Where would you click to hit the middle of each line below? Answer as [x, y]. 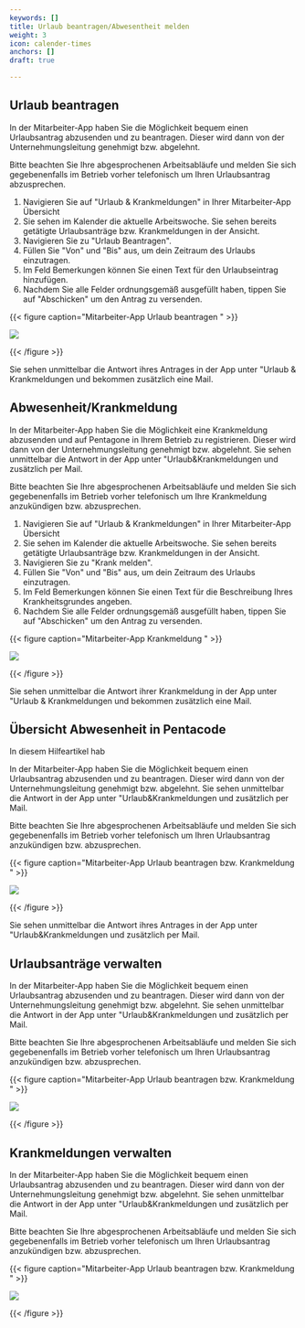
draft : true [32, 60]
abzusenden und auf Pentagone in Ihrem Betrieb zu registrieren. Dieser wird [153, 439]
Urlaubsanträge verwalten [86, 964]
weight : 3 [28, 35]
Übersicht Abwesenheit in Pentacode [118, 729]
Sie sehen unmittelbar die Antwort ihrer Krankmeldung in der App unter [143, 691]
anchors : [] [32, 52]
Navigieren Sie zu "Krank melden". [88, 562]
